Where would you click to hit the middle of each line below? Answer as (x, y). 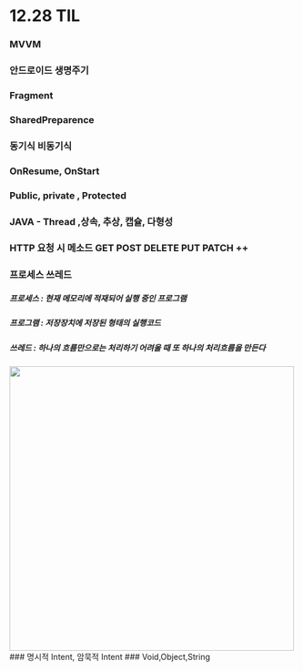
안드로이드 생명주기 (49, 71)
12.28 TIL (45, 16)
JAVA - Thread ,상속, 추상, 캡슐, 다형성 (91, 221)
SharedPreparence (52, 119)
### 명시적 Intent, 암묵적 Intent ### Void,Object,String (110, 657)
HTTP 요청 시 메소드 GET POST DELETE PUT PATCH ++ (129, 249)
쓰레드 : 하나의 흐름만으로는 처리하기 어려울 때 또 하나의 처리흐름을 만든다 (137, 348)
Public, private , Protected (68, 195)
